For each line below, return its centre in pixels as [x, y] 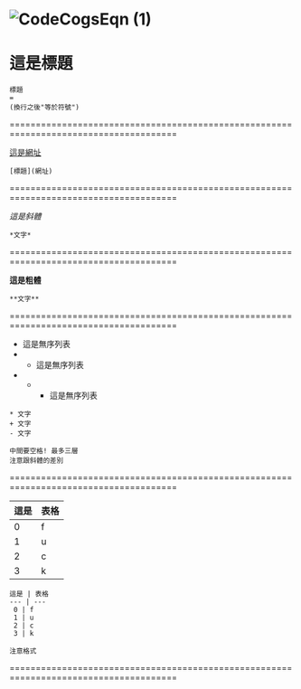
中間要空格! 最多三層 [44, 451]
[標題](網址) [31, 172]
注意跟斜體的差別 [37, 461]
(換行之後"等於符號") [44, 108]
